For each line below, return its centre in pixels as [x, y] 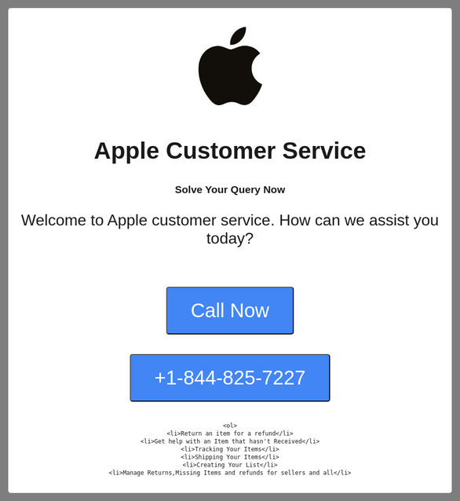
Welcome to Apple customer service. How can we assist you [230, 220]
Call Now [230, 310]
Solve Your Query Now [230, 190]
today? [230, 238]
